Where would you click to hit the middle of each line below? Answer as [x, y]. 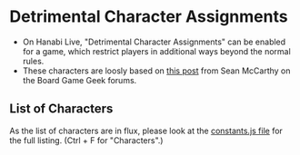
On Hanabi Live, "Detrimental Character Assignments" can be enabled [154, 42]
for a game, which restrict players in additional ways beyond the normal [156, 51]
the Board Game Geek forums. [80, 80]
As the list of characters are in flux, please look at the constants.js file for [146, 131]
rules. [33, 61]
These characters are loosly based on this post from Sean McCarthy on [156, 71]
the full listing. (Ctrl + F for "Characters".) [86, 140]
